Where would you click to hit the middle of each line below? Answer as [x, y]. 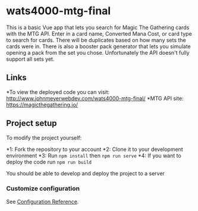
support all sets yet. [30, 59]
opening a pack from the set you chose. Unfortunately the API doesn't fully [98, 52]
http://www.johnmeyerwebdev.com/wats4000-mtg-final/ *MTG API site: [95, 98]
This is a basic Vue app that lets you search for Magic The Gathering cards [98, 27]
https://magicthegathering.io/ [42, 105]
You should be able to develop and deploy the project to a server [86, 173]
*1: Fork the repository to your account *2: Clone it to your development [95, 149]
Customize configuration [43, 188]
